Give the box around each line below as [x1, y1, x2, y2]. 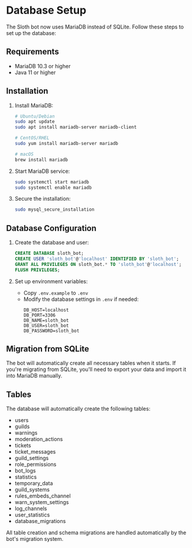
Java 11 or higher [14, 69, 56, 76]
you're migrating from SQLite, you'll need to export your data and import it [6, 366, 187, 373]
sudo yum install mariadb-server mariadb [14, 141, 118, 147]
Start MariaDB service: [14, 167, 70, 175]
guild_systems [14, 486, 50, 493]
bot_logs [14, 467, 36, 474]
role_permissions [14, 461, 57, 468]
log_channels [14, 505, 47, 512]
